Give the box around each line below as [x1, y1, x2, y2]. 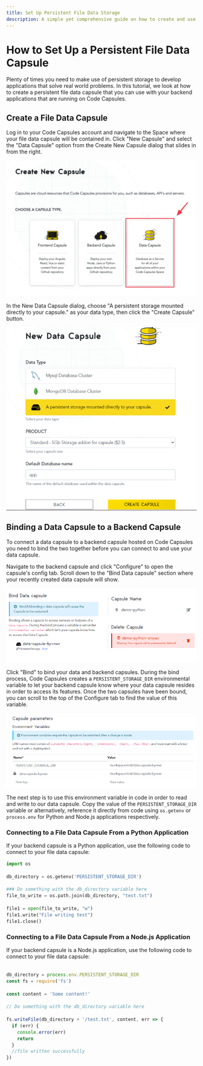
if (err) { [11, 1022, 39, 1029]
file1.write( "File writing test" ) [6, 912, 94, 918]
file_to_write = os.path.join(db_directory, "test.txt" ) [6, 893, 153, 899]
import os [6, 861, 31, 867]
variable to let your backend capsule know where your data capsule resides [6, 681, 195, 689]
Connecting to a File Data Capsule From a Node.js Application [6, 933, 190, 941]
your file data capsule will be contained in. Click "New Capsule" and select [6, 135, 192, 142]
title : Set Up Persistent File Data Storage [6, 10, 120, 16]
